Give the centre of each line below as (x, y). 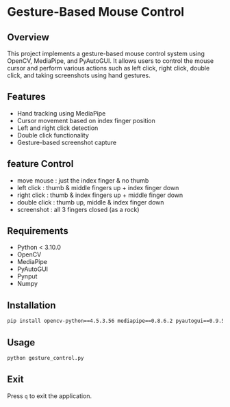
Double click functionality (53, 135)
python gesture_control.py (46, 358)
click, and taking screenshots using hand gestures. (79, 75)
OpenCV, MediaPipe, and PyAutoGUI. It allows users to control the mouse (111, 61)
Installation (31, 305)
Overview (28, 37)
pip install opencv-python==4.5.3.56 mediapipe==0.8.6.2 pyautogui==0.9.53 (117, 321)
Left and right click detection (57, 128)
